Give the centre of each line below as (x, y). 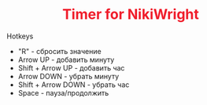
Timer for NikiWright (131, 14)
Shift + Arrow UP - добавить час (71, 67)
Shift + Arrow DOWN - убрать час (74, 85)
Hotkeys (20, 36)
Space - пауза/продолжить (63, 92)
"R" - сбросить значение (60, 51)
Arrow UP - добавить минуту (66, 60)
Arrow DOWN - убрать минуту (68, 76)
